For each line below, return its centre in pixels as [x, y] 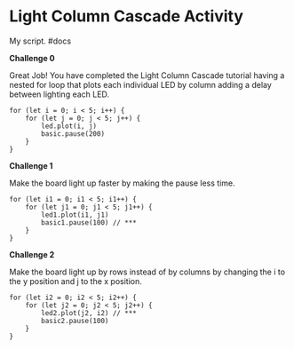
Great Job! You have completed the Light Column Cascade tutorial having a [147, 75]
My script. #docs [40, 41]
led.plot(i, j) [69, 126]
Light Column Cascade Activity [127, 16]
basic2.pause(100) [75, 321]
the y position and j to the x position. [75, 281]
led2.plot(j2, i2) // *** [89, 313]
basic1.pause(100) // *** [89, 222]
